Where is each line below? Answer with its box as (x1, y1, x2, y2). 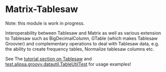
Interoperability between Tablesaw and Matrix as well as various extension (5, 30, 161, 36)
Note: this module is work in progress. (5, 20, 85, 26)
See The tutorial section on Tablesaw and (5, 55, 92, 61)
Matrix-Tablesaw (5, 4, 78, 15)
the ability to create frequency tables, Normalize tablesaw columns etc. (5, 46, 154, 52)
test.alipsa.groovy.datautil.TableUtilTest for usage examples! (5, 61, 131, 67)
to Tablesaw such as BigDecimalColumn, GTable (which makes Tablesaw (5, 35, 158, 41)
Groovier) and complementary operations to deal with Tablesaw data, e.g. (5, 40, 159, 46)
